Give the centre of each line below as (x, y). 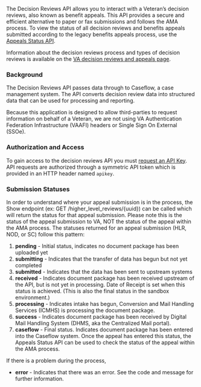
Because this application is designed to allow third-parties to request (92, 112)
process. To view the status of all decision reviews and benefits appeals (96, 28)
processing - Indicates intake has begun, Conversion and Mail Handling (104, 304)
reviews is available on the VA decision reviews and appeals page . (88, 59)
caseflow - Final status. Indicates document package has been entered (104, 330)
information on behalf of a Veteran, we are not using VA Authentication (94, 119)
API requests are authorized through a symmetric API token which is (91, 167)
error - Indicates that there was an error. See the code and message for (104, 372)
